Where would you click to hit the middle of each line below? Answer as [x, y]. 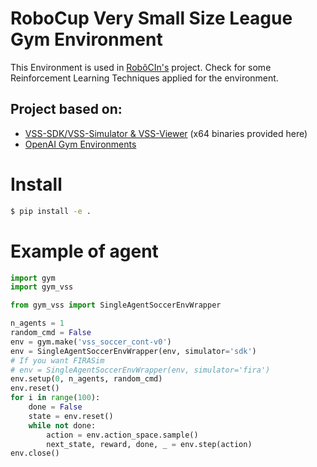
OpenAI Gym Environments [80, 144]
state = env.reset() [71, 416]
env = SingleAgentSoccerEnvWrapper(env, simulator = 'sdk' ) [133, 351]
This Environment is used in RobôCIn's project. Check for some [141, 67]
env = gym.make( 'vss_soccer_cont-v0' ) [91, 342]
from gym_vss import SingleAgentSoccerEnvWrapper [116, 305]
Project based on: [66, 109]
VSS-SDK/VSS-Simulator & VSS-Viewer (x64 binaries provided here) [166, 133]
